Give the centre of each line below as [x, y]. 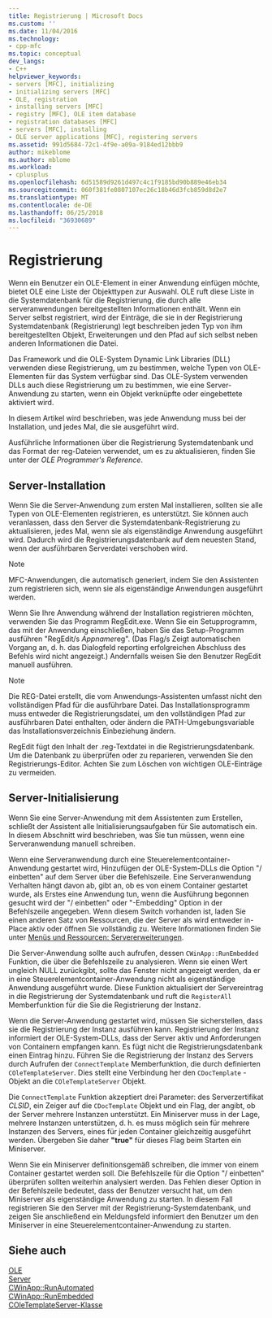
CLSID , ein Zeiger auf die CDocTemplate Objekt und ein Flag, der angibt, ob [132, 1105]
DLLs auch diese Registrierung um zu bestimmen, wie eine [106, 385]
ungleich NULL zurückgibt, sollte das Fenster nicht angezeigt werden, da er [134, 970]
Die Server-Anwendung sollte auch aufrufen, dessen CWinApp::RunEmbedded [134, 953]
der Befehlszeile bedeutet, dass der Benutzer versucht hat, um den [121, 1190]
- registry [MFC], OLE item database [72, 115]
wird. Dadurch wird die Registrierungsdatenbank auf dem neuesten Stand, [133, 539]
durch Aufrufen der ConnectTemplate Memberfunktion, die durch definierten [135, 1063]
